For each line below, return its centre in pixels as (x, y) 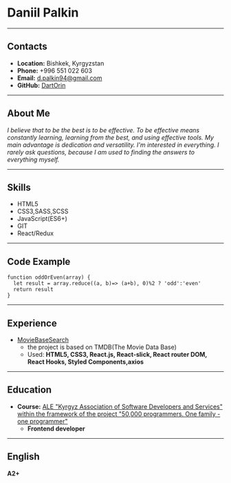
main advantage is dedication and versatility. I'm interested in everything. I (113, 145)
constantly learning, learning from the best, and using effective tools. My (111, 137)
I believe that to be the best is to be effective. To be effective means (103, 130)
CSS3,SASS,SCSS (43, 211)
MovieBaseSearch (43, 340)
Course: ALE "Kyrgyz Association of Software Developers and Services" (120, 406)
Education (30, 390)
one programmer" (42, 421)
